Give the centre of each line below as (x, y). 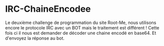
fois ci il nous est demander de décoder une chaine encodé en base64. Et (81, 33)
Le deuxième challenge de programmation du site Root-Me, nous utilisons (81, 23)
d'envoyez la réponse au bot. (35, 38)
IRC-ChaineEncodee (48, 9)
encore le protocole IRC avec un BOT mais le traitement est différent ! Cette (82, 27)
